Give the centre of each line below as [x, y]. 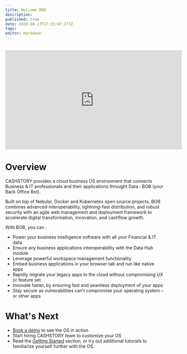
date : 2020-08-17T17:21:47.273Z [39, 24]
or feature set [27, 279]
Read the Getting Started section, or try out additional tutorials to [80, 341]
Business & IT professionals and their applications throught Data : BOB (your [84, 186]
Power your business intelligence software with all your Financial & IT [84, 237]
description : [19, 15]
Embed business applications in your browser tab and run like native [83, 264]
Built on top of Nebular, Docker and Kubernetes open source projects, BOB [83, 201]
